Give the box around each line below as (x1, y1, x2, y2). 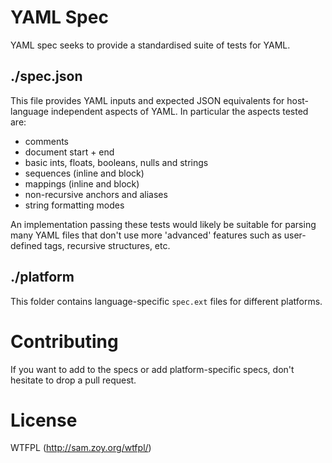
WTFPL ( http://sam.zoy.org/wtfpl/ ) (10, 442, 152, 454)
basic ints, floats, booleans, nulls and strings (24, 156, 209, 168)
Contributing (10, 330, 119, 353)
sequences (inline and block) (24, 167, 145, 179)
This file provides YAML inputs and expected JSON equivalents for (10, 94, 285, 106)
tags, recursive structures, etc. (44, 239, 171, 251)
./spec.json (10, 68, 83, 85)
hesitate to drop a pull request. (10, 374, 137, 386)
